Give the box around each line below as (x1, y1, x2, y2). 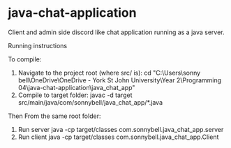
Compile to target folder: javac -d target (17, 91, 133, 99)
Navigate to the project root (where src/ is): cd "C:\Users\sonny (17, 68, 201, 77)
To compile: (8, 54, 42, 64)
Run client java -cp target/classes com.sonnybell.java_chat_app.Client (17, 133, 219, 141)
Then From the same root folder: (8, 112, 101, 120)
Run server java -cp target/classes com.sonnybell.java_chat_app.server (17, 125, 224, 133)
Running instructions (8, 41, 68, 50)
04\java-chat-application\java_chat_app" (17, 83, 135, 91)
